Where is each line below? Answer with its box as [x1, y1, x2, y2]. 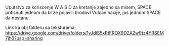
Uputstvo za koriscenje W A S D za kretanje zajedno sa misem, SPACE [5, 4, 152, 10]
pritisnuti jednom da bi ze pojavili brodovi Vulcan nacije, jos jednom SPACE [5, 9, 161, 15]
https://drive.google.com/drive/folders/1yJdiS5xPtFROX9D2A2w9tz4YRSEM [5, 30, 164, 35]
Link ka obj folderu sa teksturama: [5, 24, 76, 30]
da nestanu [5, 15, 29, 20]
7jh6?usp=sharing [5, 35, 43, 41]
